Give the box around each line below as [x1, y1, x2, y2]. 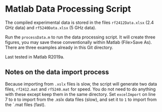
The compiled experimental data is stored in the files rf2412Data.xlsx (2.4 [5, 19, 154, 25]
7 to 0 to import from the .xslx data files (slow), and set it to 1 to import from [5, 96, 157, 102]
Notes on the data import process [5, 68, 109, 76]
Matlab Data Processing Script [5, 3, 131, 15]
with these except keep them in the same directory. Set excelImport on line [5, 91, 156, 97]
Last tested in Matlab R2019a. [5, 54, 64, 59]
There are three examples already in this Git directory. [5, 44, 114, 50]
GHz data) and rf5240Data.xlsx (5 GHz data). [5, 24, 97, 30]
